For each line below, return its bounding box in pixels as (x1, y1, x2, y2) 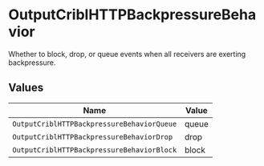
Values (8, 81, 44, 95)
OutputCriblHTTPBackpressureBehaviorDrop (12, 132, 173, 141)
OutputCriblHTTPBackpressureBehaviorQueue (12, 119, 177, 128)
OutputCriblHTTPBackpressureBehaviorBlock (12, 145, 177, 154)
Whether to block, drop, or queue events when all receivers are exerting (8, 49, 246, 59)
